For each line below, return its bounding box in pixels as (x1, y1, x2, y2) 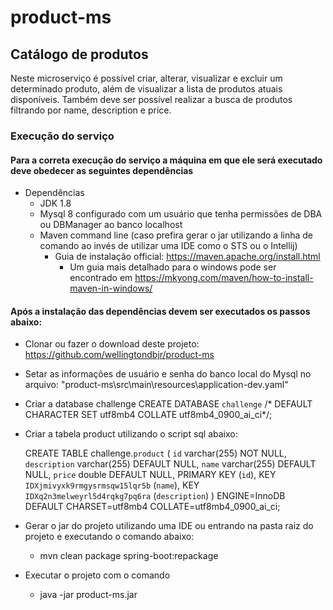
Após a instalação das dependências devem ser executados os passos (10, 305, 311, 317)
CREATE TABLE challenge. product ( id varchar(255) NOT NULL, (24, 447, 287, 460)
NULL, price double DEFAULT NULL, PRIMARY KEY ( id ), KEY (24, 469, 277, 481)
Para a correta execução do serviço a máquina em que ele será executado (10, 154, 323, 166)
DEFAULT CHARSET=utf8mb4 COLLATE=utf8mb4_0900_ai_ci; (24, 501, 281, 513)
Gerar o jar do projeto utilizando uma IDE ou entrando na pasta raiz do (24, 520, 314, 532)
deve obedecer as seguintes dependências (10, 164, 194, 176)
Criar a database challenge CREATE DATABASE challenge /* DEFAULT (24, 398, 313, 410)
